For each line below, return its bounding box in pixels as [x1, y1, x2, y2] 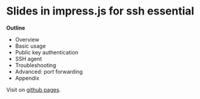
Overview [15, 36, 39, 43]
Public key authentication [15, 48, 79, 56]
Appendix [15, 74, 39, 81]
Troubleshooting [15, 62, 56, 69]
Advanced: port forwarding [15, 68, 83, 75]
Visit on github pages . [6, 86, 61, 93]
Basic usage [15, 42, 46, 49]
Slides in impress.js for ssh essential [6, 4, 195, 18]
